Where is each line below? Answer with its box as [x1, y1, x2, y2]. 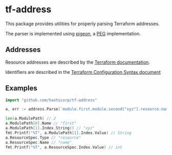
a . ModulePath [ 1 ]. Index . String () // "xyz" [5, 126, 95, 131]
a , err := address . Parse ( [5, 107, 60, 112]
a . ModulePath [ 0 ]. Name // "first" [5, 121, 77, 126]
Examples [5, 84, 37, 93]
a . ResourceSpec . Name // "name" [5, 140, 72, 145]
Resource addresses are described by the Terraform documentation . [5, 59, 150, 65]
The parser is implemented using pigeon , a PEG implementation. [5, 30, 141, 36]
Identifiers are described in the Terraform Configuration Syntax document [5, 69, 161, 75]
